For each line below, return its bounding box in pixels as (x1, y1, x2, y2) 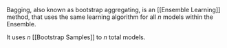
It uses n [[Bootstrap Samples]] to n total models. (6, 33, 146, 41)
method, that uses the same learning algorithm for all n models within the (6, 13, 214, 21)
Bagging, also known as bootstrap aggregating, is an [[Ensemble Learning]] (6, 6, 221, 14)
